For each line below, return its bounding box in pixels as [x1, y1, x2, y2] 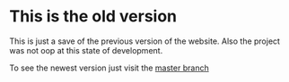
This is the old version [9, 6, 178, 27]
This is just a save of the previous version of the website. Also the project [9, 36, 281, 46]
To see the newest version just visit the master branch [9, 62, 209, 73]
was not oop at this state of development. [9, 45, 163, 55]
